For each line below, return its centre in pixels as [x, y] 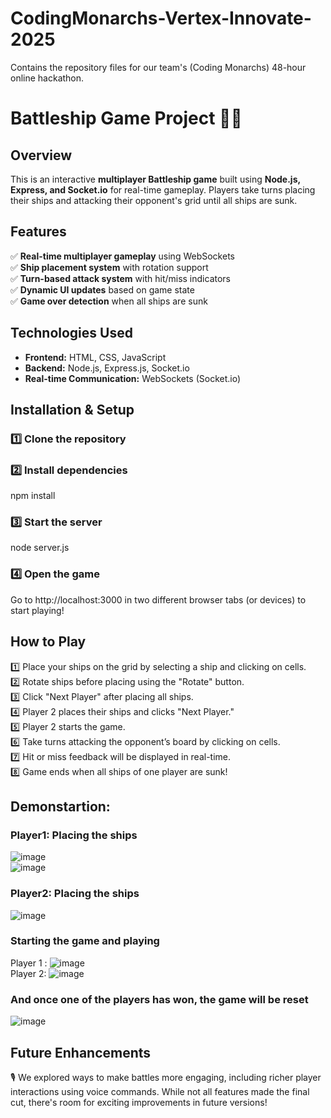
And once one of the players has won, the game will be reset [159, 999]
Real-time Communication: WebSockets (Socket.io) [133, 378]
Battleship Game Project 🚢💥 [126, 118]
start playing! [37, 610]
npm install [33, 496]
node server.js [40, 548]
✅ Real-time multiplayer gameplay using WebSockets [122, 256]
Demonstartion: [60, 806]
